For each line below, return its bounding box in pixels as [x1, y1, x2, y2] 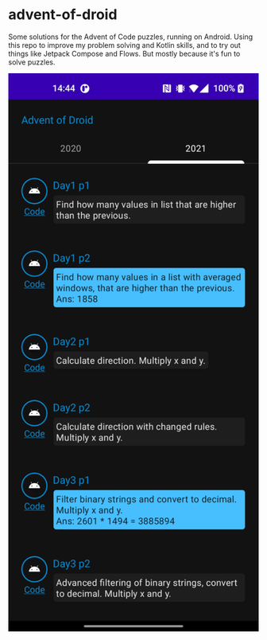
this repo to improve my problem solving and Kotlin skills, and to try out [8, 40, 241, 49]
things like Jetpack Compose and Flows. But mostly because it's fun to [8, 49, 241, 58]
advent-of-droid [8, 6, 118, 24]
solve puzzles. [8, 57, 56, 67]
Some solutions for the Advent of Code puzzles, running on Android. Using [8, 32, 253, 41]
